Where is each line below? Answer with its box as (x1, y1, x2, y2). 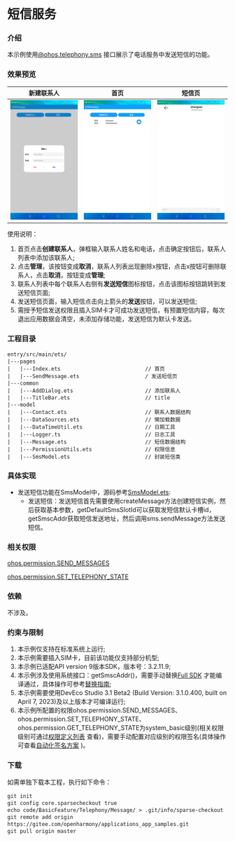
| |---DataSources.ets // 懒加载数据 (7, 416, 180, 424)
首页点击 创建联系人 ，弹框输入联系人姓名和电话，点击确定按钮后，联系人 (17, 244, 226, 253)
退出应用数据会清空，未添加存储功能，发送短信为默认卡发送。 (17, 315, 196, 323)
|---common (7, 380, 39, 387)
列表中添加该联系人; (17, 253, 76, 261)
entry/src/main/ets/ (7, 351, 68, 358)
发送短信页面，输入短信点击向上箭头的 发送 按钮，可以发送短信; (17, 297, 198, 305)
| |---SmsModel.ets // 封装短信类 (7, 453, 180, 461)
